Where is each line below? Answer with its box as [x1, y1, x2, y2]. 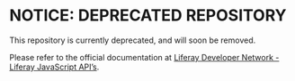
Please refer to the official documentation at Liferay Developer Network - [9, 52, 280, 62]
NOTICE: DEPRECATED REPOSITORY [9, 5, 287, 26]
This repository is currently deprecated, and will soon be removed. [9, 35, 256, 45]
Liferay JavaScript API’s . [9, 61, 100, 72]
